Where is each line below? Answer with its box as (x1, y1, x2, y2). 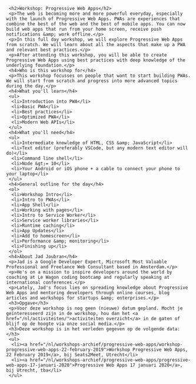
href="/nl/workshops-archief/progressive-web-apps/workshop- (29, 341, 183, 347)
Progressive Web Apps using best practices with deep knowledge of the (6, 57, 185, 63)
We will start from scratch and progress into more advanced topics (6, 78, 178, 84)
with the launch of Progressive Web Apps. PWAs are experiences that (6, 16, 181, 22)
